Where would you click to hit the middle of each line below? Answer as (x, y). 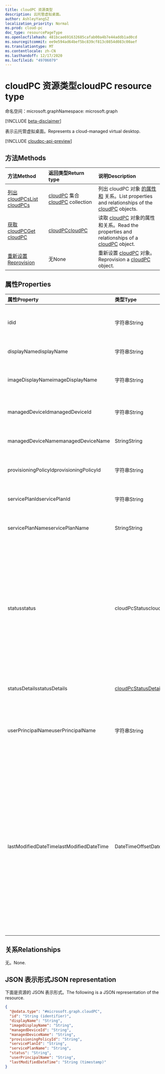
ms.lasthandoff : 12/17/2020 (34, 56)
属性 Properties (28, 284)
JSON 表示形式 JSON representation (61, 980)
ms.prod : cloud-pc (24, 28)
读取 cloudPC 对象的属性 (126, 218)
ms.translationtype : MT (29, 46)
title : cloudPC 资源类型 (29, 10)
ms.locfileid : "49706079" (31, 60)
